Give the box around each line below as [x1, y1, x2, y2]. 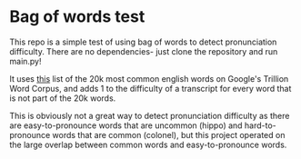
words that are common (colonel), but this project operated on [52, 129, 286, 140]
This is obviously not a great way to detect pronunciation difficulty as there [9, 110, 290, 121]
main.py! [9, 55, 43, 66]
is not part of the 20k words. [9, 93, 116, 104]
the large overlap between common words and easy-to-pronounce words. [9, 139, 287, 150]
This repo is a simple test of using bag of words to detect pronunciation [9, 36, 277, 47]
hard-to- [244, 120, 277, 131]
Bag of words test [9, 6, 145, 27]
